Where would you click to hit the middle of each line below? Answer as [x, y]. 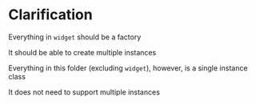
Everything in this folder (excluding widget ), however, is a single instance [128, 68]
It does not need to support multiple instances [84, 92]
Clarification [51, 15]
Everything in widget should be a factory [75, 37]
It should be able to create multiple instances [82, 52]
